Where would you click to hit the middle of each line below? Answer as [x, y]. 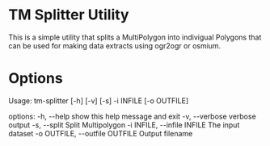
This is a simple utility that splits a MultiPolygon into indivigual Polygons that [135, 37]
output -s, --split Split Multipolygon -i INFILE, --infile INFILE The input [124, 125]
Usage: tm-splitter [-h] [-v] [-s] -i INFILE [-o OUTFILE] [98, 100]
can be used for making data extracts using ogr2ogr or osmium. [115, 45]
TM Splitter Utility [69, 15]
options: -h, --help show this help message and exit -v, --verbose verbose [132, 116]
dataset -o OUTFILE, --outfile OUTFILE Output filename [101, 133]
